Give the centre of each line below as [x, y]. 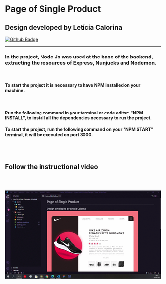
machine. [15, 90]
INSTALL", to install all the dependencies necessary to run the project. [79, 118]
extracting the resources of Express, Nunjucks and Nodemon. [81, 63]
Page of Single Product [53, 9]
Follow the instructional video [52, 166]
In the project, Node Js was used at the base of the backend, [79, 57]
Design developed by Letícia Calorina [64, 28]
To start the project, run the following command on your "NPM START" [79, 129]
